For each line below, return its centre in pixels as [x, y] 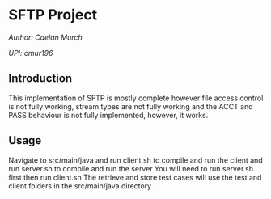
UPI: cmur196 [31, 53]
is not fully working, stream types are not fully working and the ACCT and [131, 106]
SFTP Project [53, 15]
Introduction [40, 78]
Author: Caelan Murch [45, 37]
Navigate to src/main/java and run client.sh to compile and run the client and [135, 160]
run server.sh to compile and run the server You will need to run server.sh [131, 168]
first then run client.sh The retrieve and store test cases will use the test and [135, 177]
